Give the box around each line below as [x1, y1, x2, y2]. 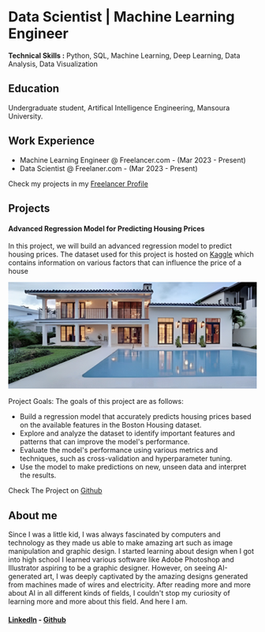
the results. [19, 470, 57, 481]
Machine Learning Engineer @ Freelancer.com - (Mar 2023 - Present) [19, 155, 246, 165]
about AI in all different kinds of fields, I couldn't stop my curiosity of [8, 589, 230, 598]
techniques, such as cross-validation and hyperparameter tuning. [19, 454, 233, 463]
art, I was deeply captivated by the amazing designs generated [43, 572, 248, 582]
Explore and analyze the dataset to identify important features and [19, 428, 235, 438]
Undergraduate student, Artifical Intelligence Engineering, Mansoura [8, 103, 230, 112]
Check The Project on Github [8, 486, 103, 496]
